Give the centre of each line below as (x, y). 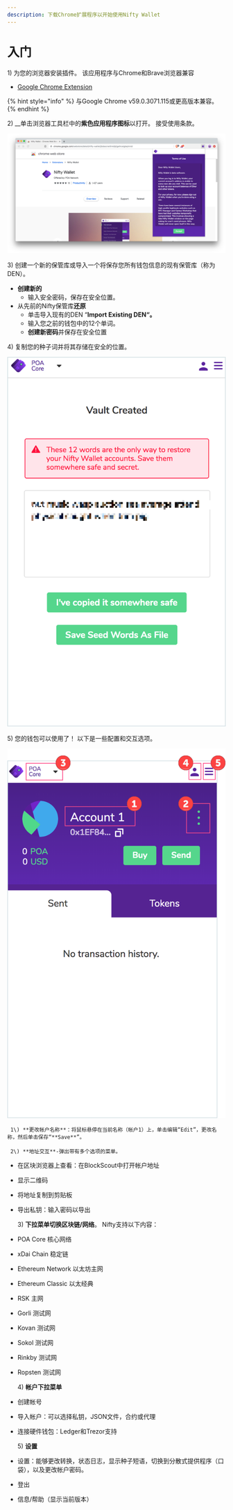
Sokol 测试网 (35, 1343)
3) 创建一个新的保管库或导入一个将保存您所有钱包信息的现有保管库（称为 (111, 265)
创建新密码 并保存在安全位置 (67, 332)
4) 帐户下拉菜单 (40, 1387)
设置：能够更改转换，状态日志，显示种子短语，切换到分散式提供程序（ (118, 1461)
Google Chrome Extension (55, 86)
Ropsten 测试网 (39, 1372)
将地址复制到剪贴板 (45, 1195)
